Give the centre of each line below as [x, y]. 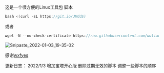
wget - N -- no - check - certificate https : [46, 36]
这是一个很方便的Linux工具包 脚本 [39, 7]
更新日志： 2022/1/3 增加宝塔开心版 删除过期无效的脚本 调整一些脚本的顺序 [81, 66]
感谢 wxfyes [17, 55]
